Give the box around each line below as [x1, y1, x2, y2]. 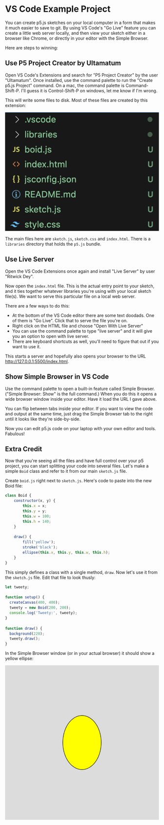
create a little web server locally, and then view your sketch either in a [5, 30, 145, 36]
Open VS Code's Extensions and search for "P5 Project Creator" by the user [5, 72, 159, 78]
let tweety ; [5, 585, 29, 590]
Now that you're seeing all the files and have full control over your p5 [5, 458, 144, 464]
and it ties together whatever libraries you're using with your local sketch [5, 288, 151, 294]
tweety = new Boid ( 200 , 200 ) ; [9, 605, 71, 610]
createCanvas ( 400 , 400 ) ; [9, 600, 60, 605]
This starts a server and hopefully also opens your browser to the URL [5, 353, 146, 359]
